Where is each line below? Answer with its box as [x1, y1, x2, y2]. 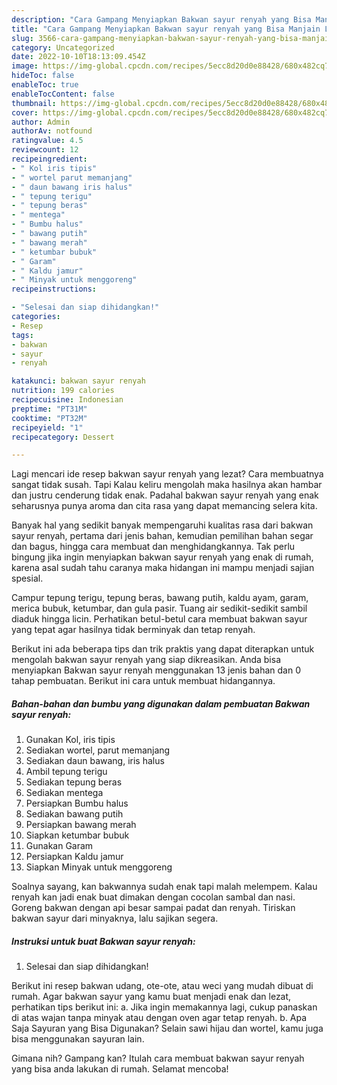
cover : [11, 107, 39, 118]
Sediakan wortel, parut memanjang [25, 744, 171, 756]
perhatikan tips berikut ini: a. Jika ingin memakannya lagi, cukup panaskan [11, 1001, 318, 1013]
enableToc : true [11, 80, 79, 90]
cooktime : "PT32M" [11, 413, 88, 423]
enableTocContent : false [11, 89, 115, 99]
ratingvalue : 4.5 [11, 136, 84, 146]
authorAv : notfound [11, 126, 93, 136]
